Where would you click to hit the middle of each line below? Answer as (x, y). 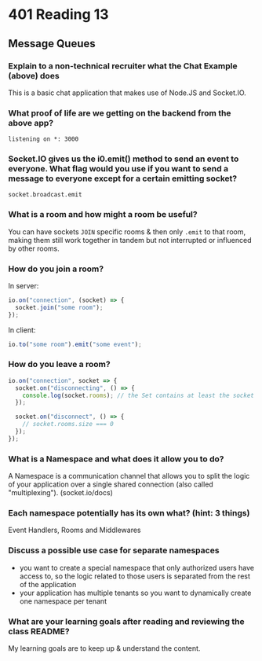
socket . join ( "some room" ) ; (59, 307)
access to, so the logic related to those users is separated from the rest (135, 576)
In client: (22, 330)
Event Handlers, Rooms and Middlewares (75, 530)
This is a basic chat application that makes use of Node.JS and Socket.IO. (127, 93)
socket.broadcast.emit (45, 195)
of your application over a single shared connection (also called (111, 484)
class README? (39, 631)
